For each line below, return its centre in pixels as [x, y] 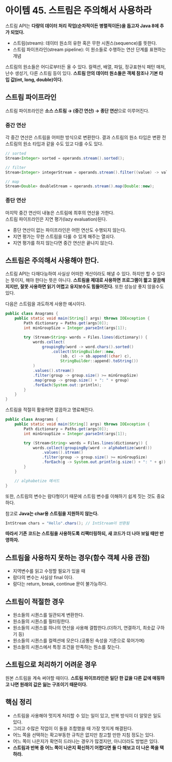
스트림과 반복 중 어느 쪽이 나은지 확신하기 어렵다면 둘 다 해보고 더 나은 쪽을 [86, 748]
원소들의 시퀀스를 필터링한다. [41, 621]
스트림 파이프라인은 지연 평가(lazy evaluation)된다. [56, 219]
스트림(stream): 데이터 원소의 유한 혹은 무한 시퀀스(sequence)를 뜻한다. [85, 43]
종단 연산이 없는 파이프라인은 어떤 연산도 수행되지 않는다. [69, 230]
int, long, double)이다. [39, 80]
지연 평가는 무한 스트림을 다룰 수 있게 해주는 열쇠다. [64, 236]
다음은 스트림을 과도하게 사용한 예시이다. [46, 304]
